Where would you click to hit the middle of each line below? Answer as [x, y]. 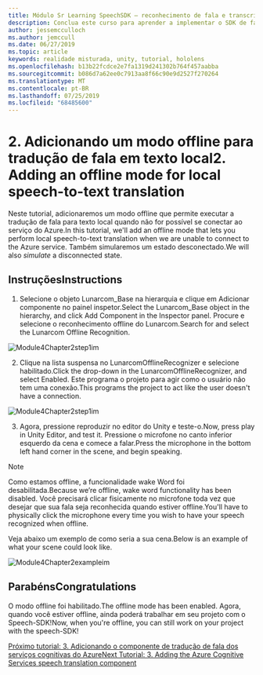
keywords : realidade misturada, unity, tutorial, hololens [106, 60]
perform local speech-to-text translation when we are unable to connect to [129, 239]
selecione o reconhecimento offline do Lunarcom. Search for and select [134, 323]
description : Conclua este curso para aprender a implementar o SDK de [127, 23]
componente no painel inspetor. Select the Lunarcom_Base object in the [135, 307]
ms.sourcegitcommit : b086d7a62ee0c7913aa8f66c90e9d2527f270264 [113, 74]
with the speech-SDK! [44, 631]
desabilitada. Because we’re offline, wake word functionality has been [120, 490]
